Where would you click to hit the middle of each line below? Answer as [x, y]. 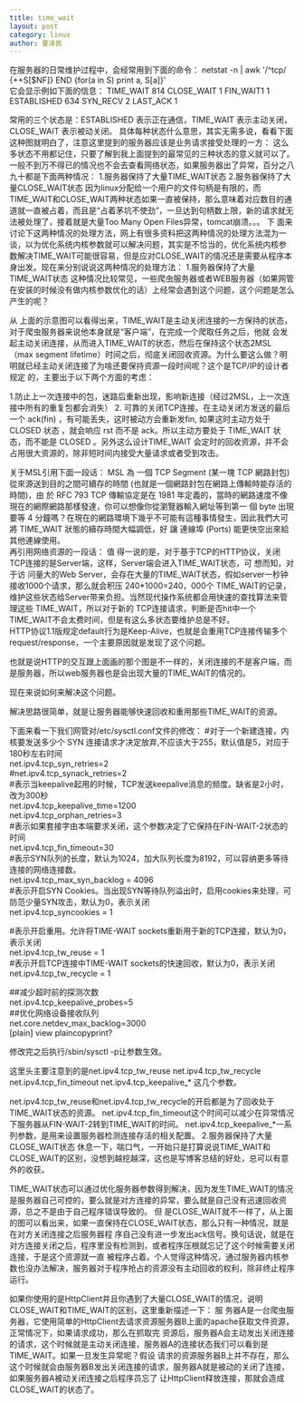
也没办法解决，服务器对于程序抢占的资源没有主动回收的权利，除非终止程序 [156, 1268]
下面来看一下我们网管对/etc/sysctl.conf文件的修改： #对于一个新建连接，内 [149, 731]
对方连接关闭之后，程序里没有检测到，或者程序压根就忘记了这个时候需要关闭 [152, 1246]
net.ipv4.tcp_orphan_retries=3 [66, 815]
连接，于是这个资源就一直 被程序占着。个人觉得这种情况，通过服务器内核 [145, 1257]
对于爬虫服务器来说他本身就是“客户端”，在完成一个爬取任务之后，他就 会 [145, 332]
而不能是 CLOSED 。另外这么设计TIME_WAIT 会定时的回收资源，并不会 [157, 442]
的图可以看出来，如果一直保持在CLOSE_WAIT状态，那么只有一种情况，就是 [149, 1223]
